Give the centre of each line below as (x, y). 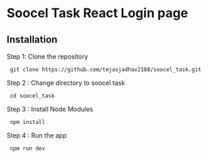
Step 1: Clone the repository (47, 56)
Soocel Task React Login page (98, 13)
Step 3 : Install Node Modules (50, 109)
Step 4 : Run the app (37, 135)
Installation (32, 40)
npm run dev (27, 148)
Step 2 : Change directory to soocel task (66, 83)
